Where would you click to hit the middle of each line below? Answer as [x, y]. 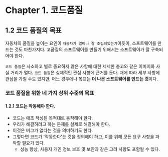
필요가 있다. [33, 143]
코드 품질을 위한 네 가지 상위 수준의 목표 [50, 93]
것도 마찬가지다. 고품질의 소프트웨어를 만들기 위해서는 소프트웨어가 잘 [82, 49]
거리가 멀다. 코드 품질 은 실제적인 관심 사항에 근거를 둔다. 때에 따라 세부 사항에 [85, 72]
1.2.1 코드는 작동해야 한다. [30, 106]
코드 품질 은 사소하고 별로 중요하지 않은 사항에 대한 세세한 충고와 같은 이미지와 [80, 66]
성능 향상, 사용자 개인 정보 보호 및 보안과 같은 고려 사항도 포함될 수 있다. [90, 149]
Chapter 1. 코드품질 [44, 10]
